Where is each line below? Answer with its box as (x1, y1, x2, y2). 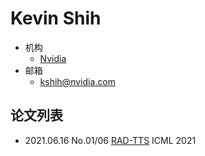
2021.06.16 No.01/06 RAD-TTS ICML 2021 (24, 134, 197, 146)
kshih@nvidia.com (39, 75, 116, 87)
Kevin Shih (10, 7, 102, 30)
